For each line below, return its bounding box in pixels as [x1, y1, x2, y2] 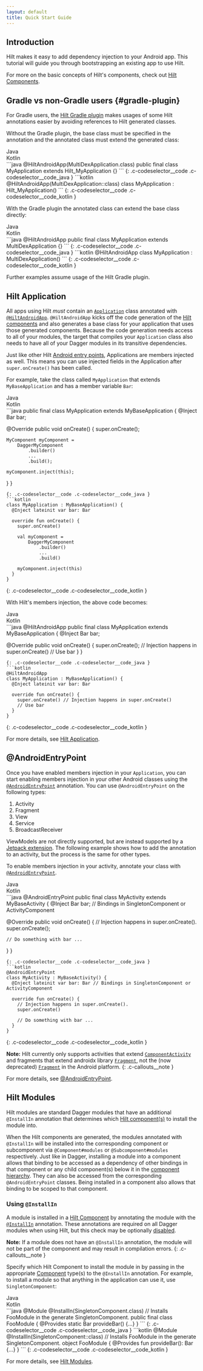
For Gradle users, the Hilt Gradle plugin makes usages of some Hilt [6, 112, 173, 119]
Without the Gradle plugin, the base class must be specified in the [6, 130, 171, 137]
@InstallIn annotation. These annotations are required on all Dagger [6, 1220, 178, 1227]
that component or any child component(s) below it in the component [6, 1165, 180, 1172]
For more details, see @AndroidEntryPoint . [6, 1075, 113, 1082]
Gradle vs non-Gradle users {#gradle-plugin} [6, 95, 181, 106]
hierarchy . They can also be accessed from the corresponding [6, 1172, 162, 1179]
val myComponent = [17, 534, 64, 540]
